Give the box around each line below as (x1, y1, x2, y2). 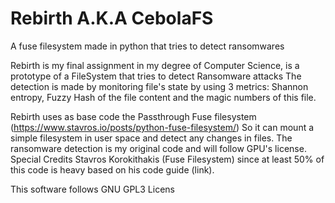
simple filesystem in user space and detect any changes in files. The (10, 132, 293, 144)
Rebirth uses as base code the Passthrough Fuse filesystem (10, 110, 257, 122)
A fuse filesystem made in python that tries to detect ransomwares (10, 40, 285, 52)
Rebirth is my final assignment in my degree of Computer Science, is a (10, 59, 300, 71)
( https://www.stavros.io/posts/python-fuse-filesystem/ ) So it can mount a (10, 121, 315, 133)
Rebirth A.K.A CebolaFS (10, 7, 214, 30)
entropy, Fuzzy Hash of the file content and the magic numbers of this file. (10, 91, 317, 103)
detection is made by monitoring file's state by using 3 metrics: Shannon (10, 80, 309, 92)
